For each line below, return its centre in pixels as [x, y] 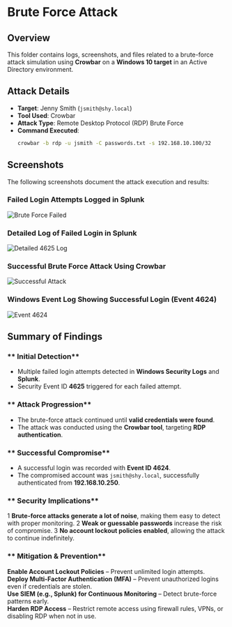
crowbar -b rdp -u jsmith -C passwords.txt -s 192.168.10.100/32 [114, 143]
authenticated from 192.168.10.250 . [69, 483]
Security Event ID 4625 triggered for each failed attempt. [99, 386]
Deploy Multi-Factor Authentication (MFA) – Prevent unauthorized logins [113, 579]
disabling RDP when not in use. [52, 616]
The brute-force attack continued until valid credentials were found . [116, 420]
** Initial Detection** [44, 356]
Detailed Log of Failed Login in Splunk [72, 233]
